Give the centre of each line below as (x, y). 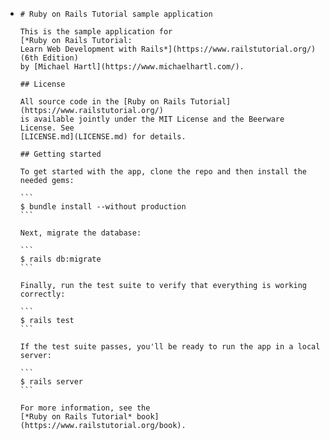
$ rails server (51, 382)
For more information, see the (85, 408)
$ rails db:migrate (60, 259)
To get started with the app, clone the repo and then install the (163, 172)
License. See (47, 128)
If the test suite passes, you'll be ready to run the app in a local (170, 347)
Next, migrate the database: (80, 233)
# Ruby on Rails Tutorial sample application (116, 14)
